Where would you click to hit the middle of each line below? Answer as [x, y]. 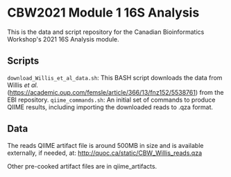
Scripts [23, 61]
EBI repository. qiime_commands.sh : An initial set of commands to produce [111, 100]
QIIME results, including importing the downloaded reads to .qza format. [110, 107]
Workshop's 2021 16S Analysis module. [63, 39]
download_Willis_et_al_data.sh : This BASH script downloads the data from [115, 77]
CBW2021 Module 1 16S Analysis [103, 13]
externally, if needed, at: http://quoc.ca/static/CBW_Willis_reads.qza [105, 153]
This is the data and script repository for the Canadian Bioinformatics [106, 32]
